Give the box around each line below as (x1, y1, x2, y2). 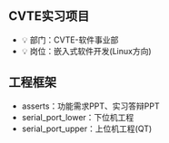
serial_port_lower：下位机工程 (21, 111, 134, 122)
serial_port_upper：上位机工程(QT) (21, 123, 153, 134)
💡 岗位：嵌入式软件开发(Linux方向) (21, 45, 152, 56)
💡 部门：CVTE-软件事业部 (21, 34, 119, 45)
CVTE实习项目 (8, 8, 90, 24)
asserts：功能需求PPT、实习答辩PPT (21, 100, 160, 111)
